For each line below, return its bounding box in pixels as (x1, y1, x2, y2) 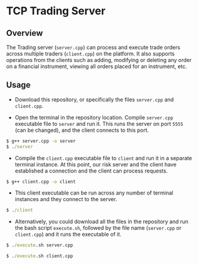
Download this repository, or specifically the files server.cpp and (14, 95, 174, 103)
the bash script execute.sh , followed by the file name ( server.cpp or (14, 224, 182, 232)
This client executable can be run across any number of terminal (14, 189, 174, 196)
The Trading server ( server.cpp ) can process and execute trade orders (6, 44, 181, 51)
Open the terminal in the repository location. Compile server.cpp (14, 113, 174, 121)
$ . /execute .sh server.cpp (6, 242, 73, 248)
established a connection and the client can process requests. (14, 167, 168, 174)
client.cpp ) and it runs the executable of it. (14, 231, 122, 238)
